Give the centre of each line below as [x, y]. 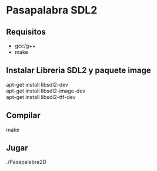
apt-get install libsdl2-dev [37, 84]
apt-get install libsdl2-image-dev [46, 91]
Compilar [23, 116]
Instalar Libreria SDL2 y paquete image [78, 71]
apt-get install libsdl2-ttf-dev [41, 97]
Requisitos [26, 32]
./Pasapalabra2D [26, 162]
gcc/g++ [25, 46]
